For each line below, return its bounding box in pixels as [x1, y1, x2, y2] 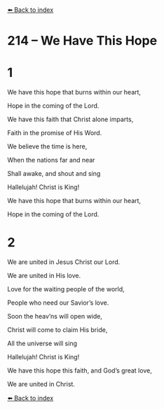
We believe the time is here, [7, 142, 88, 151]
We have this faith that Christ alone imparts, [7, 115, 134, 124]
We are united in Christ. [7, 380, 76, 389]
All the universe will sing [7, 339, 77, 348]
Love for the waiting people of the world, [7, 285, 125, 293]
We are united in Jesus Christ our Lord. [7, 258, 121, 266]
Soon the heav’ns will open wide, [7, 312, 103, 321]
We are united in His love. [7, 272, 81, 280]
